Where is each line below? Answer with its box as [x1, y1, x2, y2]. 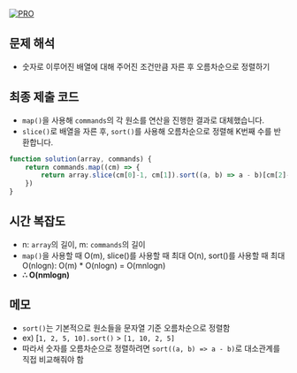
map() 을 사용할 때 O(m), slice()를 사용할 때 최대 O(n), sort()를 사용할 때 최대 [21, 250, 286, 261]
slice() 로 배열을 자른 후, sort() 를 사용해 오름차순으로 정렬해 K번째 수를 [21, 126, 272, 136]
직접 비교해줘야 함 [21, 354, 84, 364]
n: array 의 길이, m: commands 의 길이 [21, 239, 146, 249]
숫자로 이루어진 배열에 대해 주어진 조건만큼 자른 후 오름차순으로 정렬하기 [21, 61, 270, 72]
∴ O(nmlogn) [21, 270, 71, 280]
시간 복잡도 [9, 214, 66, 229]
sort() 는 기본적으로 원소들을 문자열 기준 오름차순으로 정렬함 [21, 323, 231, 333]
